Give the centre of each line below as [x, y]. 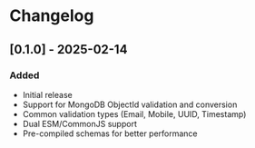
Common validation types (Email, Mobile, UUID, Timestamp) [134, 113]
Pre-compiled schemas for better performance [110, 133]
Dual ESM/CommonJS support [80, 123]
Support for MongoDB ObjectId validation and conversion [130, 104]
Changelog [52, 16]
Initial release [47, 94]
